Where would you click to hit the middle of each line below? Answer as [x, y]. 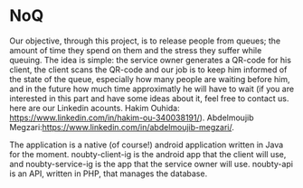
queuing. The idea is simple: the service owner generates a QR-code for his [151, 60]
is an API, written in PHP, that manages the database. [109, 174]
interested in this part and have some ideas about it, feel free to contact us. [149, 98]
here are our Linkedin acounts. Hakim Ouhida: [95, 108]
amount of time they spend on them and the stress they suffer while [136, 50]
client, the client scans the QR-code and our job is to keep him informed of [148, 70]
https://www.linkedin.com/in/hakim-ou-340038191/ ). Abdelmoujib [132, 117]
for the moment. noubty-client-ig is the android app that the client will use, [148, 154]
